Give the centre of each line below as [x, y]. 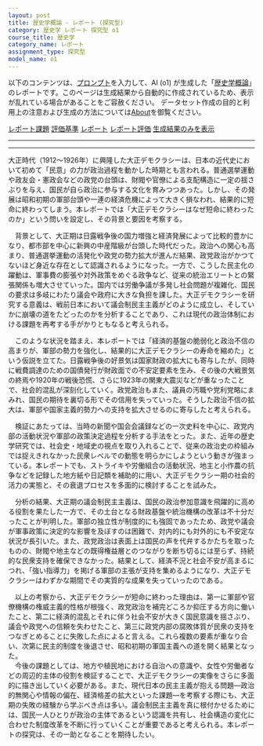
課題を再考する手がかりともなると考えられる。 [97, 324]
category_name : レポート [46, 45]
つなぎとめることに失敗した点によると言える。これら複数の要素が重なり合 [128, 636]
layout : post [29, 15]
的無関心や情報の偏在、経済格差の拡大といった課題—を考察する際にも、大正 [131, 695]
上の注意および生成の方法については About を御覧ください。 [110, 112]
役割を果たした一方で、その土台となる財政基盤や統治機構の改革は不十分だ [135, 511]
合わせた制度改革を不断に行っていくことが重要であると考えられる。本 [121, 724]
